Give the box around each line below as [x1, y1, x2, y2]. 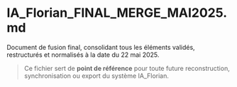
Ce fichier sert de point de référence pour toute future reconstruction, [23, 64, 230, 72]
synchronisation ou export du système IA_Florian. [23, 72, 170, 80]
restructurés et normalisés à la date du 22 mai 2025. [6, 51, 160, 59]
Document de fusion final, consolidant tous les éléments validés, [6, 43, 196, 51]
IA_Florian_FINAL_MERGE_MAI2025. [6, 5, 228, 21]
